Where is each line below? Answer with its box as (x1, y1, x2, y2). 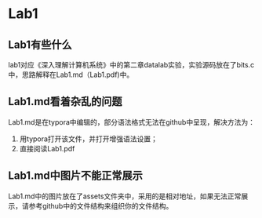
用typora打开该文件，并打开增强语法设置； (19, 134, 158, 144)
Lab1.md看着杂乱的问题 (8, 95, 123, 108)
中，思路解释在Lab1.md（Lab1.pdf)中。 (8, 70, 134, 79)
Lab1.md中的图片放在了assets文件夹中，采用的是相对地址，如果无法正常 (8, 191, 242, 201)
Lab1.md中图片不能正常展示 (8, 169, 144, 183)
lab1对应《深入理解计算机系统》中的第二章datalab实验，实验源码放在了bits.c (8, 60, 255, 69)
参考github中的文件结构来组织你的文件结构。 (28, 201, 173, 210)
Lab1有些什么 (8, 38, 72, 51)
